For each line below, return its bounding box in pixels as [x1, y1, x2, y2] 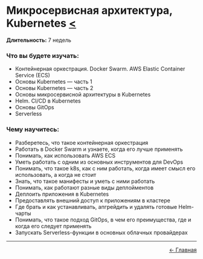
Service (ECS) [14, 72, 50, 79]
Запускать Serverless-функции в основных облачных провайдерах [14, 229, 188, 236]
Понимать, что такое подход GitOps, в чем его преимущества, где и [14, 216, 192, 223]
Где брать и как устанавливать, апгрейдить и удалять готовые [14, 203, 177, 210]
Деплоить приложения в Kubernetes [14, 190, 109, 197]
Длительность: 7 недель [6, 36, 71, 43]
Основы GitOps [14, 104, 54, 111]
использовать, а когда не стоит [14, 171, 97, 178]
